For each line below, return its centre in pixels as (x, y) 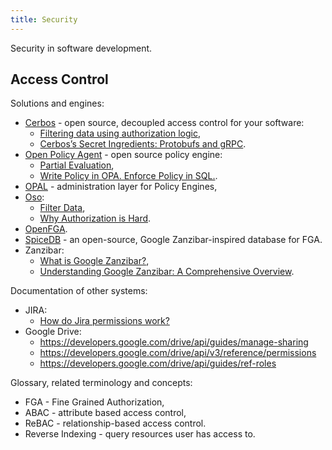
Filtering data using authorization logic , (120, 133)
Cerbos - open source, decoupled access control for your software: (164, 123)
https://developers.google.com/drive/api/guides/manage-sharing (174, 342)
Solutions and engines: (57, 103)
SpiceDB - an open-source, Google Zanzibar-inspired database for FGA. (173, 240)
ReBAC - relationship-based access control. (115, 423)
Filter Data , (62, 208)
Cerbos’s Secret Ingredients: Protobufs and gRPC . (143, 144)
